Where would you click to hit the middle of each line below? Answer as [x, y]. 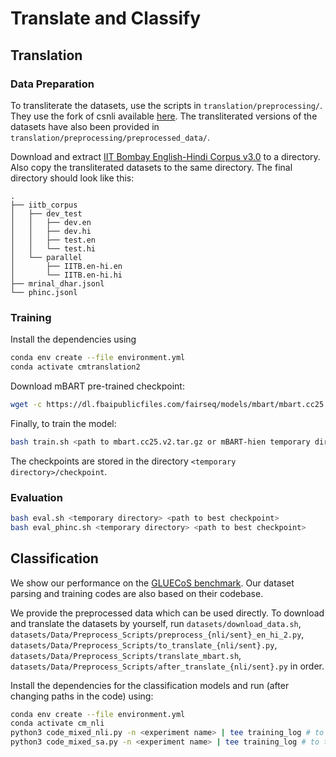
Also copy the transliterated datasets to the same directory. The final [151, 167]
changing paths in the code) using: [82, 696]
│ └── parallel [46, 257]
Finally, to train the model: [63, 423]
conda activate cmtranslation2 [75, 367]
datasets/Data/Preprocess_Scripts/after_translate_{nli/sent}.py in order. [167, 666]
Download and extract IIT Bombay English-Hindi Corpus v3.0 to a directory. [165, 156]
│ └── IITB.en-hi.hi [66, 275]
